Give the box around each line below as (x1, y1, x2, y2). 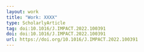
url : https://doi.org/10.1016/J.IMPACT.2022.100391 (6, 36, 138, 42)
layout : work (6, 8, 39, 15)
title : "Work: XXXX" (6, 14, 58, 20)
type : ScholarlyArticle (6, 20, 66, 26)
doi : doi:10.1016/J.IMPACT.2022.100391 (6, 31, 106, 37)
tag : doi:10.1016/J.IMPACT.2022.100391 (6, 25, 106, 32)
